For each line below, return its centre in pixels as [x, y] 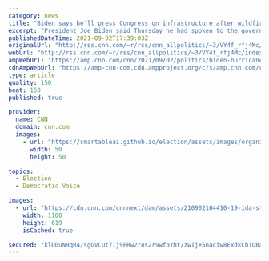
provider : [25, 112]
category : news [34, 16]
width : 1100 [42, 215]
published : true [35, 98]
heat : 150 [25, 90]
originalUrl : [30, 46]
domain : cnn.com [42, 127]
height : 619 [42, 223]
